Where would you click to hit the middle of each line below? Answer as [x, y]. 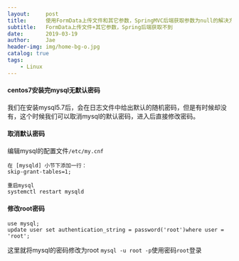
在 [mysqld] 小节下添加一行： [47, 166]
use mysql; [23, 224]
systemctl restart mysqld [46, 192]
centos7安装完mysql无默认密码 [54, 90]
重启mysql [21, 186]
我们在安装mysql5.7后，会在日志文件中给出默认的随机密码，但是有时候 [111, 107]
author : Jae [31, 40]
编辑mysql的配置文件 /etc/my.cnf [56, 151]
